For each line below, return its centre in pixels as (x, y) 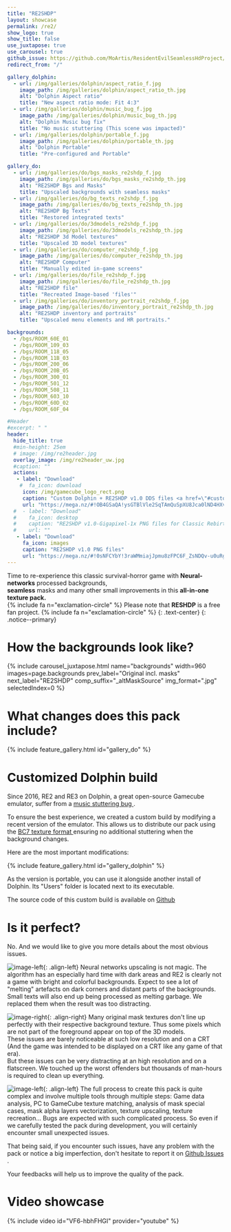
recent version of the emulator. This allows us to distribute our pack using (111, 825)
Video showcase (56, 1202)
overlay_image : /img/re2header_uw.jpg (69, 460)
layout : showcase (32, 20)
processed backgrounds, (72, 583)
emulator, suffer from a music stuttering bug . (71, 804)
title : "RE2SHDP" (32, 13)
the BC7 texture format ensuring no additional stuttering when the (100, 832)
